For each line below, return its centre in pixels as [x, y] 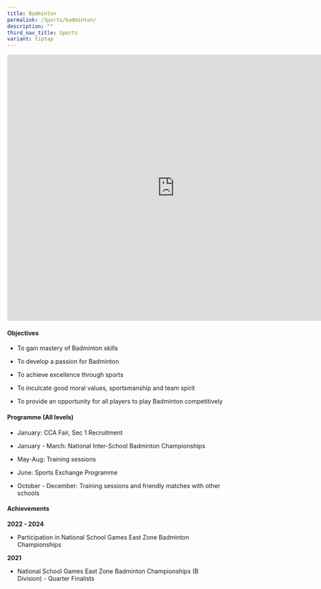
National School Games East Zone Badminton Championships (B [108, 571]
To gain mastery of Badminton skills [68, 348]
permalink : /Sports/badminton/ [52, 20]
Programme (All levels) [40, 417]
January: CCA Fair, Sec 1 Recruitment [70, 432]
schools [28, 493]
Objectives [23, 333]
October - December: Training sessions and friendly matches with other [119, 485]
